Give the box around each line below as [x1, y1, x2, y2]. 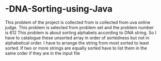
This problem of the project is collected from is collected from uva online [5, 19, 150, 25]
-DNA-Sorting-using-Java [5, 3, 113, 15]
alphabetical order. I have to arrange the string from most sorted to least [5, 40, 149, 46]
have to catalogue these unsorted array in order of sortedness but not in [5, 35, 149, 41]
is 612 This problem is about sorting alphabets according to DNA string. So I [5, 30, 157, 35]
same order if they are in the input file [5, 50, 80, 56]
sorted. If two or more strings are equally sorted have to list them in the [5, 45, 147, 51]
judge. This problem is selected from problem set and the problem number [5, 24, 154, 30]
